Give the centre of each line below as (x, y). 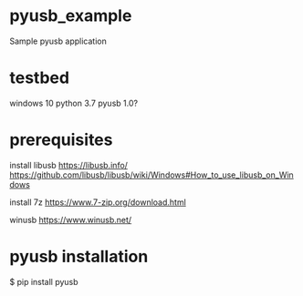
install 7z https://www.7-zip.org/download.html (98, 202)
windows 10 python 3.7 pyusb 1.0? (74, 103)
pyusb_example (71, 16)
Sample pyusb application (58, 41)
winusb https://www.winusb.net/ (71, 219)
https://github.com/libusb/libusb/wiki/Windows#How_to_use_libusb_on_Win (151, 175)
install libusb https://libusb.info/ (68, 165)
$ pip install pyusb (44, 281)
